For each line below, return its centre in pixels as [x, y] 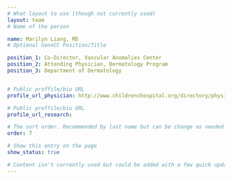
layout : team [26, 20]
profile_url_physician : [41, 95]
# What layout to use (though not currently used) [81, 13]
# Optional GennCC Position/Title [57, 46]
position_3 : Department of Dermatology [65, 70]
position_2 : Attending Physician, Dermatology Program [88, 64]
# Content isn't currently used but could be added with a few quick [109, 164]
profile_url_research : [40, 115]
